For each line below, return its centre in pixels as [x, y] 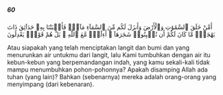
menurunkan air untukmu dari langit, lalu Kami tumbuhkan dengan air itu [109, 54]
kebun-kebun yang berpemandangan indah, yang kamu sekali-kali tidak [109, 62]
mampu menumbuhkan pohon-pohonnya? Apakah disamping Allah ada [107, 70]
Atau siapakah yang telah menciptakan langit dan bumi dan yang [98, 47]
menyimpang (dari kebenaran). [51, 84]
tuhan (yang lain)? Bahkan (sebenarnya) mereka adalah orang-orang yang [112, 76]
